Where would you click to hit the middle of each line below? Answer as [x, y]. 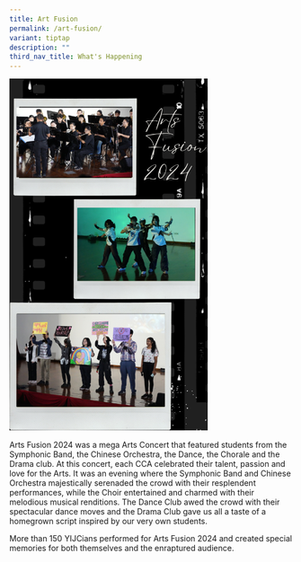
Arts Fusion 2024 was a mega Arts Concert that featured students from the [148, 445]
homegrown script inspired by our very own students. [109, 522]
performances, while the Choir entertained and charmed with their [132, 493]
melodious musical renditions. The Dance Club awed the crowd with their [145, 502]
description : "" [40, 48]
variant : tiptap [40, 38]
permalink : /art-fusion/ [56, 28]
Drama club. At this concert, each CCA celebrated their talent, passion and [147, 464]
